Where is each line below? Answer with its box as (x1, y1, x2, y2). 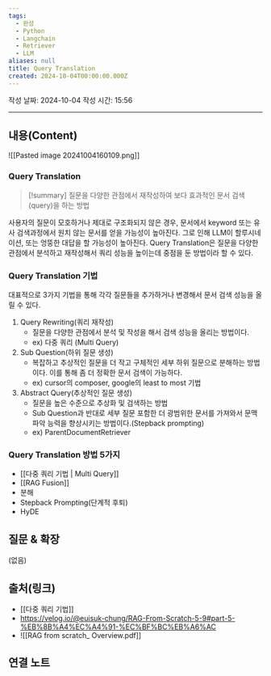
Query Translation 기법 (8, 270, 98, 281)
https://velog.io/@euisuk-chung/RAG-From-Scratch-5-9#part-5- (19, 613, 236, 623)
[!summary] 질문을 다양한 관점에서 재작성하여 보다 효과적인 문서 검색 (27, 190, 245, 200)
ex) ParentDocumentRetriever (31, 428, 131, 437)
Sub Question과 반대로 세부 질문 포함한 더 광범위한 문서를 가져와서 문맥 (31, 408, 258, 418)
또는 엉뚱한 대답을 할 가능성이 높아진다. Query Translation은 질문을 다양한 (25, 238, 259, 247)
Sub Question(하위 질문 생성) (19, 348, 115, 357)
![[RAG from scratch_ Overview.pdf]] (19, 630, 142, 640)
